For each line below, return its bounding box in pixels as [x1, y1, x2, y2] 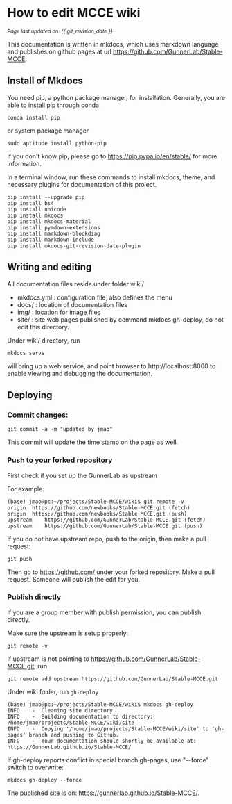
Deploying [7, 389, 53, 401]
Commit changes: [7, 410, 69, 420]
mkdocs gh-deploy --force [7, 776, 82, 783]
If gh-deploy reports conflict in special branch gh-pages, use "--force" [7, 755, 209, 764]
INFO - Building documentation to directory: [7, 713, 154, 720]
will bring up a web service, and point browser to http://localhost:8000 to [7, 361, 216, 370]
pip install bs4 [7, 199, 54, 206]
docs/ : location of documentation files [17, 300, 128, 309]
